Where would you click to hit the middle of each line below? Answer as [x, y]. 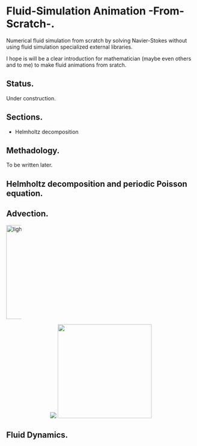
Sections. [25, 118]
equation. [25, 193]
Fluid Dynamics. [37, 435]
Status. [20, 84]
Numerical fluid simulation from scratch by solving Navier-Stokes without [97, 40]
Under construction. [31, 98]
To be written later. [29, 165]
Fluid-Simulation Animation [76, 11]
